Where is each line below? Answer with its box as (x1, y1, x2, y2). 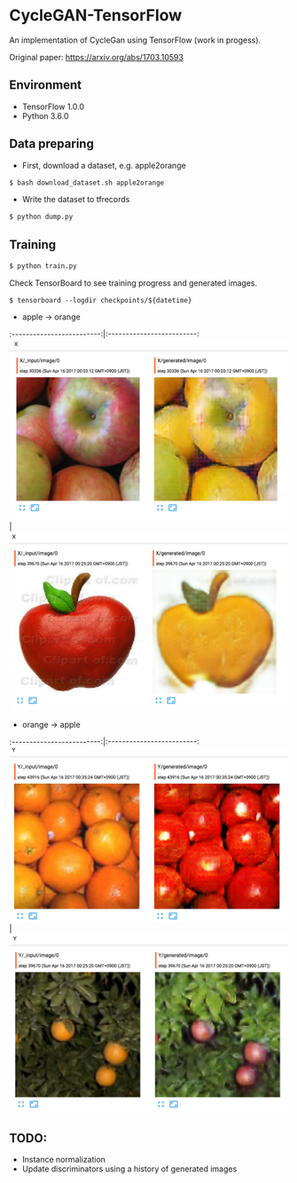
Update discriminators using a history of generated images (21, 1163, 238, 1174)
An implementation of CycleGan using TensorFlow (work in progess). (9, 35, 262, 45)
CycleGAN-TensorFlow (9, 5, 183, 26)
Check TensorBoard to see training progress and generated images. (9, 278, 258, 288)
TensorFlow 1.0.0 (21, 101, 84, 112)
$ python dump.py (9, 212, 74, 222)
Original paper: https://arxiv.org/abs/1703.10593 (9, 51, 184, 62)
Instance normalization (21, 1155, 106, 1165)
